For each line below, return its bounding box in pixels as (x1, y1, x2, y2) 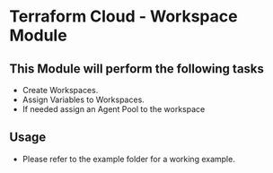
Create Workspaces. (22, 85, 99, 95)
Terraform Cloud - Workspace (9, 6, 238, 27)
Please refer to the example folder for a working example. (22, 153, 235, 164)
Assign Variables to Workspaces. (22, 94, 145, 105)
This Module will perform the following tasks (9, 61, 265, 76)
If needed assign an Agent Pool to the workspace (22, 104, 206, 114)
